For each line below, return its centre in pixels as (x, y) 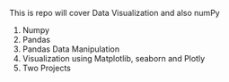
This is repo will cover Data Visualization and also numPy (114, 13)
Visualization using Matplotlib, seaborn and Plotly (114, 58)
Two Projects (47, 68)
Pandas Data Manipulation (70, 49)
